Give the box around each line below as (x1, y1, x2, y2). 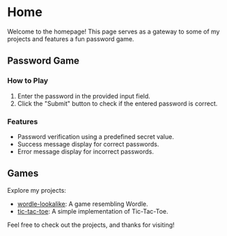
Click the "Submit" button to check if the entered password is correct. (17, 99, 218, 108)
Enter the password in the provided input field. (17, 91, 151, 100)
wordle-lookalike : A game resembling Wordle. (17, 200, 148, 208)
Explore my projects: (7, 186, 66, 194)
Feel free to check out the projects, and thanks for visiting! (7, 221, 175, 229)
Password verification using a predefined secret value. (17, 132, 174, 140)
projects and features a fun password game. (7, 34, 134, 43)
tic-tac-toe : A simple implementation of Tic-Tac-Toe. (17, 207, 169, 215)
